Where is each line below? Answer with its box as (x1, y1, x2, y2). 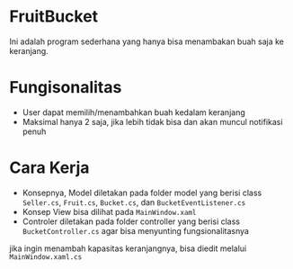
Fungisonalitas (9, 77, 122, 98)
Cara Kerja (9, 157, 90, 178)
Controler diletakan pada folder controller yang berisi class (22, 216, 241, 227)
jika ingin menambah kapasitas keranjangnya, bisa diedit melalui (9, 243, 247, 254)
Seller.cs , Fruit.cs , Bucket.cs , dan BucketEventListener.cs (22, 196, 246, 208)
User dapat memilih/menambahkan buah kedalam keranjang (22, 106, 245, 118)
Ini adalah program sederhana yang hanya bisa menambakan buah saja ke (9, 36, 285, 47)
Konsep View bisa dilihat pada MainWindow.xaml (22, 206, 197, 217)
